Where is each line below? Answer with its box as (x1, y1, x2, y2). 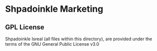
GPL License (5, 23, 45, 31)
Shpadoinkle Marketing (5, 3, 104, 15)
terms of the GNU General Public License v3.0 (5, 41, 100, 47)
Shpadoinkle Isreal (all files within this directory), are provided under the (5, 36, 153, 42)
